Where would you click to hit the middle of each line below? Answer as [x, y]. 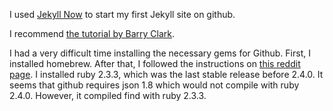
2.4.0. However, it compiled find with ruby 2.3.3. [108, 95]
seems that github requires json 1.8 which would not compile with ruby [154, 85]
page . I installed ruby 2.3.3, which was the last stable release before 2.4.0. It [166, 74]
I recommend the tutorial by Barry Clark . [92, 33]
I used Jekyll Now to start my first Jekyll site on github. [122, 14]
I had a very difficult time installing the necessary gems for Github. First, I [160, 53]
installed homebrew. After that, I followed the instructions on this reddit [155, 63]
